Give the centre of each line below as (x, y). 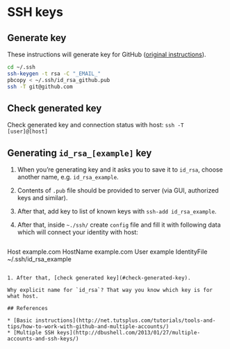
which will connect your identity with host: (78, 232)
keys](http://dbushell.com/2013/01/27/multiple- (128, 333)
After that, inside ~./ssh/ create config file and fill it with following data (119, 225)
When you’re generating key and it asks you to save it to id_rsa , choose (120, 170)
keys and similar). (42, 198)
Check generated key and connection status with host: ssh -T (96, 125)
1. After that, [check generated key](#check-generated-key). (99, 278)
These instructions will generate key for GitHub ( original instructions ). (107, 54)
